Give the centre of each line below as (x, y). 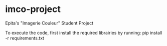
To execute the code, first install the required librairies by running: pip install (84, 32)
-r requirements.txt (25, 38)
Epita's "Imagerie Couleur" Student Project (49, 23)
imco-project (33, 9)
